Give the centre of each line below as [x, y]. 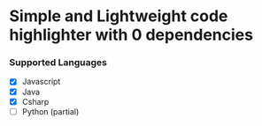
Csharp [35, 101]
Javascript [41, 82]
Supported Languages [58, 63]
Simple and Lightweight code [119, 16]
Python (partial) [50, 111]
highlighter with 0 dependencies [131, 35]
